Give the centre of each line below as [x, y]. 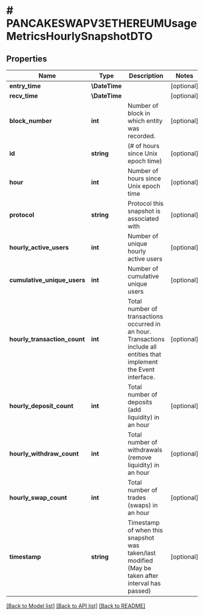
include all [142, 347]
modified [140, 560]
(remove [139, 457]
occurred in [144, 324]
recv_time [24, 96]
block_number [31, 121]
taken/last [141, 553]
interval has [144, 583]
